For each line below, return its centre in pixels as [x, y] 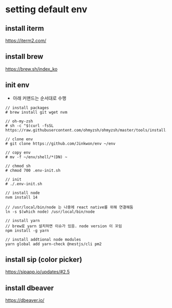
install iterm [25, 28]
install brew [24, 57]
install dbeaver [30, 288]
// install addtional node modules [43, 239]
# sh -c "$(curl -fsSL [29, 126]
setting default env [46, 9]
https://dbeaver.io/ [25, 300]
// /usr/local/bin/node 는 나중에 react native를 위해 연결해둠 [69, 207]
